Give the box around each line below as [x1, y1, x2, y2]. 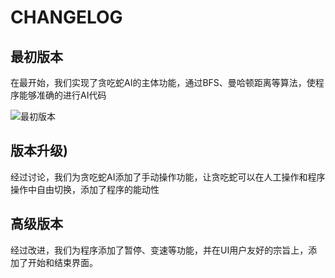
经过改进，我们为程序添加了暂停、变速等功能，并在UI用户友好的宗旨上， [10, 244, 309, 256]
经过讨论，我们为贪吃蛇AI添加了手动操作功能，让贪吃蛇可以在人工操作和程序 [10, 171, 326, 183]
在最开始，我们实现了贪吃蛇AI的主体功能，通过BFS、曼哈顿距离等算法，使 [10, 77, 316, 88]
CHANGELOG [10, 6, 123, 29]
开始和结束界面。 [27, 256, 98, 268]
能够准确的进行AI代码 [18, 89, 107, 101]
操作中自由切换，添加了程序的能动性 [10, 183, 160, 195]
